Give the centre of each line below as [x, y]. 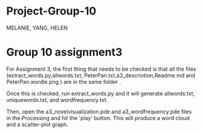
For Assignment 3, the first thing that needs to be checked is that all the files [101, 69]
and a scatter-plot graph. [37, 124]
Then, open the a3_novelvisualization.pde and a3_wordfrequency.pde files [99, 111]
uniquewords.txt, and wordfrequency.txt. [57, 100]
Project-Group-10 [51, 11]
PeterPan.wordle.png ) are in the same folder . [64, 81]
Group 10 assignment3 [64, 52]
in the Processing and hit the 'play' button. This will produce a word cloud [98, 118]
